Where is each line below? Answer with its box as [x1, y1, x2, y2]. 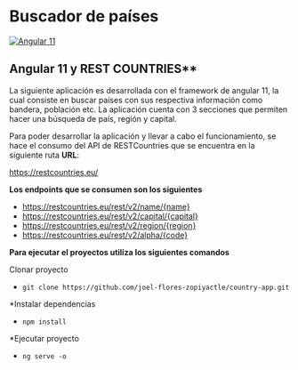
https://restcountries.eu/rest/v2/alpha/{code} [21, 229, 189, 240]
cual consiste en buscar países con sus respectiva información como [9, 94, 263, 105]
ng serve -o [21, 351, 67, 361]
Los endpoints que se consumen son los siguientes [9, 184, 203, 195]
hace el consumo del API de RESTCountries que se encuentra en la [9, 140, 255, 150]
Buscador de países [9, 6, 159, 27]
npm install [21, 318, 67, 326]
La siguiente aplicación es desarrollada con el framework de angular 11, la [9, 84, 279, 95]
